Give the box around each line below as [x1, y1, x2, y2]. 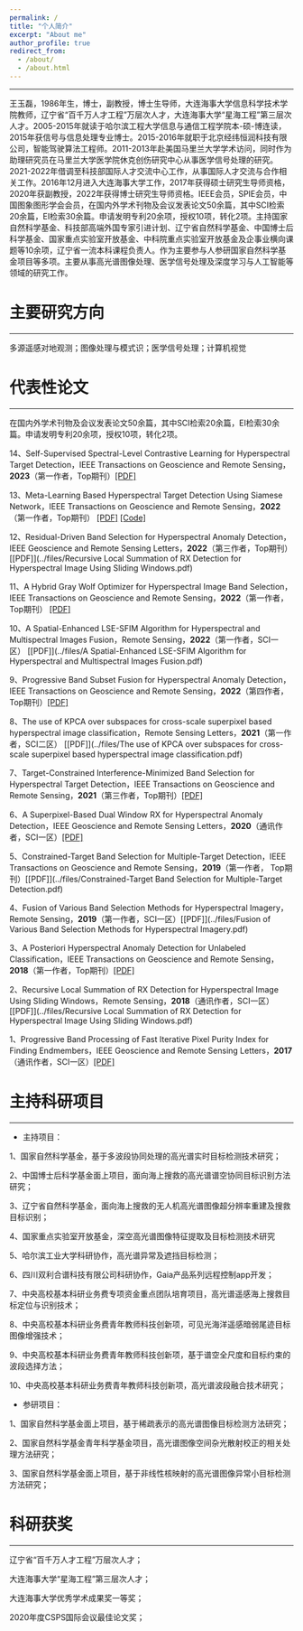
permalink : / [9, 13, 59, 23]
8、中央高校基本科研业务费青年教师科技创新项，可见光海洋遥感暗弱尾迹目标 [9, 1319, 291, 1329]
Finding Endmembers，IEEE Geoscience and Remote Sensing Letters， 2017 [9, 1045, 293, 1056]
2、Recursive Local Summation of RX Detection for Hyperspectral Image [9, 983, 280, 994]
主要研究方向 [9, 303, 106, 323]
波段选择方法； [9, 1360, 65, 1371]
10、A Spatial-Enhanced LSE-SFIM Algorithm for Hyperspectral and [9, 622, 261, 633]
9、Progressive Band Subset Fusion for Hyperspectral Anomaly [9, 674, 245, 685]
